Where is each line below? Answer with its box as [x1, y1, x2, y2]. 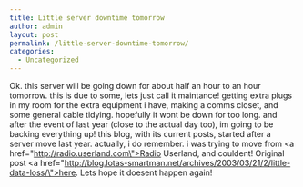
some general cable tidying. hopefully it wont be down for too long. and [9, 110, 278, 120]
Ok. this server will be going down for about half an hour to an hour [9, 81, 261, 91]
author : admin [9, 22, 64, 31]
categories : [9, 47, 55, 56]
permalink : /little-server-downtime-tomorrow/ [9, 38, 189, 48]
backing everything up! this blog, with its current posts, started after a [9, 129, 271, 139]
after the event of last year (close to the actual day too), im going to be [9, 119, 274, 130]
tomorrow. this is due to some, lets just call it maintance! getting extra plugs [9, 90, 293, 101]
